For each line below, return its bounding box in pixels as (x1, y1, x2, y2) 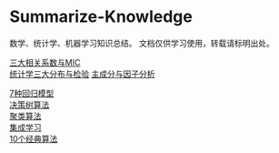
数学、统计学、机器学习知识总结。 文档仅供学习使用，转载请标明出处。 (9, 37, 274, 48)
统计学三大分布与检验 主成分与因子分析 (9, 68, 155, 79)
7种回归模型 (9, 87, 55, 98)
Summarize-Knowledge (9, 6, 193, 27)
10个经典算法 (9, 133, 58, 144)
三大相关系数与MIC (9, 56, 81, 67)
